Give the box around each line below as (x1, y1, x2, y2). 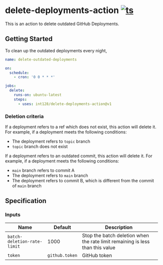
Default (53, 224, 71, 231)
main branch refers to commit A (12, 167, 75, 173)
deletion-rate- (7, 238, 43, 244)
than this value (82, 244, 115, 251)
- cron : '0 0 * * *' (14, 75, 55, 80)
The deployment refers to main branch (12, 172, 88, 178)
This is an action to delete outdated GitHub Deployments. (5, 21, 119, 27)
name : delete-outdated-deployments (5, 57, 77, 62)
